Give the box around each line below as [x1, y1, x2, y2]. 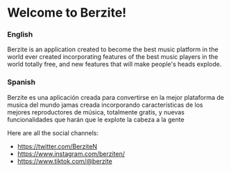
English [7, 30, 33, 40]
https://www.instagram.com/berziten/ [17, 149, 126, 157]
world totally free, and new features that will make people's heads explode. [7, 60, 222, 69]
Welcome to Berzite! [7, 5, 127, 21]
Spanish [7, 78, 36, 87]
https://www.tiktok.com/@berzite [17, 157, 112, 165]
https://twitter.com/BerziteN [17, 142, 98, 150]
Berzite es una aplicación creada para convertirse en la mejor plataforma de [7, 93, 224, 101]
